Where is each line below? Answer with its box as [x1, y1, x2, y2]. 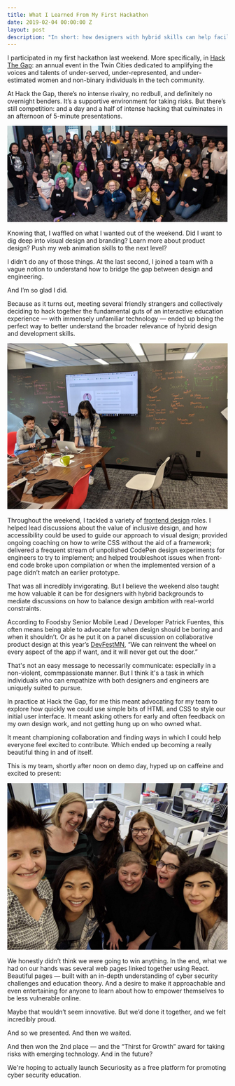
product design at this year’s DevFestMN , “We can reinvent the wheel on [7, 640, 217, 648]
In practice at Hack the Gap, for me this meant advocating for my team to [7, 697, 218, 705]
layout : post [7, 26, 45, 33]
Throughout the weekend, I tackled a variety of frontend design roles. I [7, 516, 211, 524]
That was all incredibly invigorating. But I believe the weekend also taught [7, 582, 219, 590]
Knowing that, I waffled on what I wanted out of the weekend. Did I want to [7, 229, 222, 237]
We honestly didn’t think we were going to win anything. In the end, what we [7, 956, 227, 965]
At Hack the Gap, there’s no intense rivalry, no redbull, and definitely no [7, 90, 213, 98]
